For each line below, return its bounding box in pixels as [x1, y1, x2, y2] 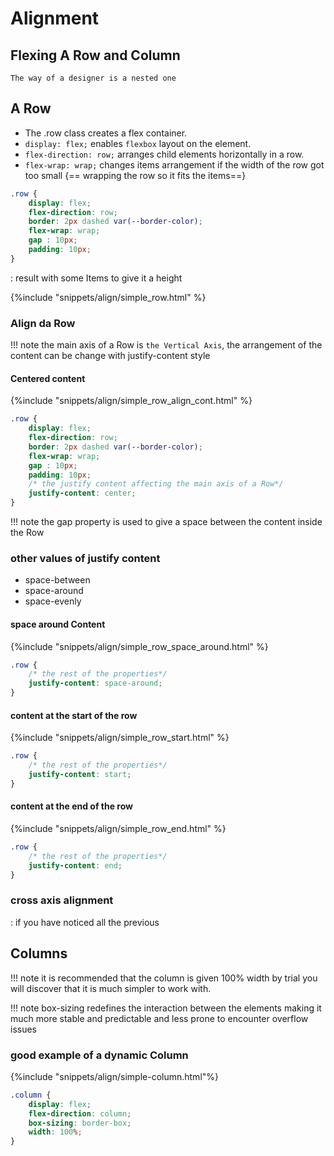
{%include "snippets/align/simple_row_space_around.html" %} [10, 640, 269, 652]
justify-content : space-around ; [28, 678, 163, 689]
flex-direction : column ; [28, 1108, 132, 1119]
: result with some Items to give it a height [10, 272, 183, 284]
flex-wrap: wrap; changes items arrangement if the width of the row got [24, 158, 325, 171]
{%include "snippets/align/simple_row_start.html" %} [10, 732, 230, 744]
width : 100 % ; [28, 1127, 83, 1137]
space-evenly [24, 595, 82, 607]
